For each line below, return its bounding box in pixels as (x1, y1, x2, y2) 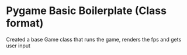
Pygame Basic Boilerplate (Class (6, 4, 167, 18)
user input (6, 42, 31, 49)
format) (6, 16, 44, 30)
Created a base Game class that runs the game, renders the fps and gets (6, 36, 182, 43)
